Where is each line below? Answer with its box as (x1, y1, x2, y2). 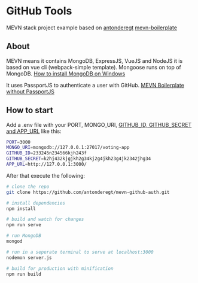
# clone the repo (6, 184, 50, 190)
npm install (6, 205, 36, 212)
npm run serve (6, 222, 42, 228)
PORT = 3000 (6, 139, 31, 145)
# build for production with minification (6, 265, 114, 272)
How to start (6, 105, 53, 115)
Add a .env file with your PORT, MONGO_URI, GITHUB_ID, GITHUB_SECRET (6, 121, 192, 128)
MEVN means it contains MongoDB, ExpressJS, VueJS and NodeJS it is (6, 57, 183, 64)
